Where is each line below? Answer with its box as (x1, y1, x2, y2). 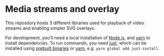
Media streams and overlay (5, 3, 120, 15)
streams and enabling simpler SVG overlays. (5, 25, 96, 31)
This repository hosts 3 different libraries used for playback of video (5, 20, 145, 26)
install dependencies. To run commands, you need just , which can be (5, 40, 147, 46)
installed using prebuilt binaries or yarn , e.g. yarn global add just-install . (5, 45, 160, 51)
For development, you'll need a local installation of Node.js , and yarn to (5, 35, 150, 41)
